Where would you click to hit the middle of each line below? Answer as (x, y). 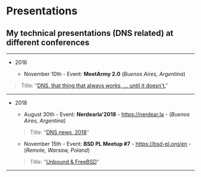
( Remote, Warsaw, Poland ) (57, 150)
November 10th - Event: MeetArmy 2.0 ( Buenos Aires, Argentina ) (104, 74)
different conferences (48, 42)
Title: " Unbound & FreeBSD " (65, 162)
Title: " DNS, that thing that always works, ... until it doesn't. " (95, 86)
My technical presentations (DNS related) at (90, 33)
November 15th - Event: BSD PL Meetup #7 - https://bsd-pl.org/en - (107, 144)
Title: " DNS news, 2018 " (60, 132)
